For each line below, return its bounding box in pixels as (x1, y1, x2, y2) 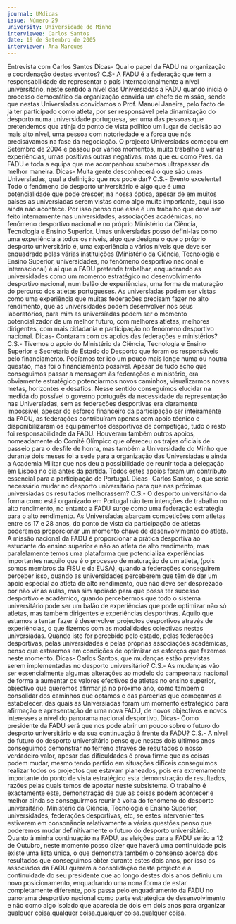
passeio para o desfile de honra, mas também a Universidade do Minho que (7, 445, 228, 452)
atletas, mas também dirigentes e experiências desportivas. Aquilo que (7, 609, 213, 617)
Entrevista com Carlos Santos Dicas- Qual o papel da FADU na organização (7, 63, 226, 70)
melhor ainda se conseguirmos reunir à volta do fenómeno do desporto (7, 796, 215, 804)
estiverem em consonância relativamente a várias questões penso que (7, 819, 213, 827)
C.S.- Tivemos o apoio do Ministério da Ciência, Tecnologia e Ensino (7, 340, 206, 347)
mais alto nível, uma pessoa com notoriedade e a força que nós (7, 130, 192, 138)
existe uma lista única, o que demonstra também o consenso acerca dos (7, 849, 218, 857)
